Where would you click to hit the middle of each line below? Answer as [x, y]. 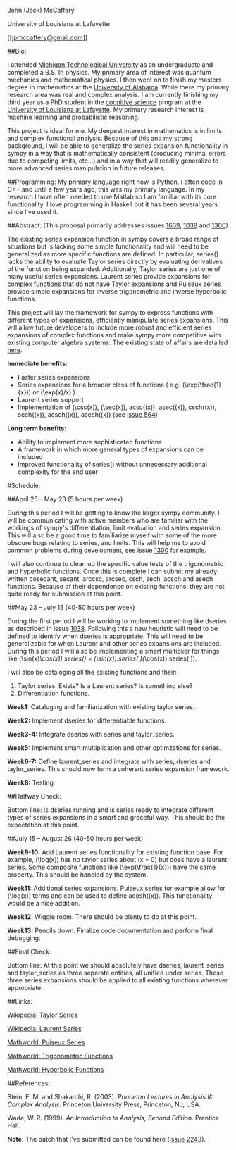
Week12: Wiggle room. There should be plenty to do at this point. [102, 917]
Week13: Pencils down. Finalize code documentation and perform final [110, 930]
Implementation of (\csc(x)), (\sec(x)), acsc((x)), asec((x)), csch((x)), [117, 407]
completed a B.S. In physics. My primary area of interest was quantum [109, 72]
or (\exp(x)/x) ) [54, 392]
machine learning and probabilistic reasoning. [74, 117]
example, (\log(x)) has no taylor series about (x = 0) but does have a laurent [117, 860]
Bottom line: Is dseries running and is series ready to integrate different [110, 810]
